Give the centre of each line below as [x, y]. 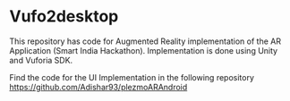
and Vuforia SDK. [41, 60]
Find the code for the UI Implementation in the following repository [132, 77]
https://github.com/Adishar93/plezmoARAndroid [98, 87]
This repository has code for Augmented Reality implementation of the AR [145, 41]
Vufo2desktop [64, 17]
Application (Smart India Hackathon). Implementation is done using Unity [144, 50]
